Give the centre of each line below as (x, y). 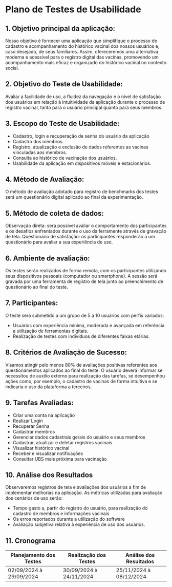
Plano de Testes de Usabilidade (73, 10)
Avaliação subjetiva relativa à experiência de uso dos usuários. (79, 524)
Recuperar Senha (31, 426)
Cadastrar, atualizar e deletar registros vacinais (62, 442)
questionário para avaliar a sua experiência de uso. (59, 242)
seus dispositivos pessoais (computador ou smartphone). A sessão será (81, 276)
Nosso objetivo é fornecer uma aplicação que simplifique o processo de (81, 41)
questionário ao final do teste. (37, 287)
